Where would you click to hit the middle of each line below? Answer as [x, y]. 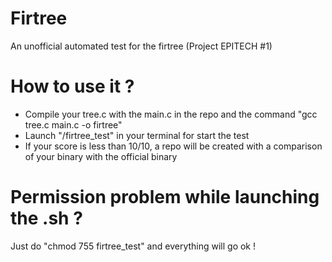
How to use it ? [72, 86]
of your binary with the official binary [101, 156]
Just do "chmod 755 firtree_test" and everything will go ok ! [133, 246]
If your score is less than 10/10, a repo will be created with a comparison [173, 146]
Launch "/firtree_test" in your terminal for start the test [137, 135]
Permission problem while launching [165, 197]
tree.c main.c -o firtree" [73, 124]
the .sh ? [46, 218]
